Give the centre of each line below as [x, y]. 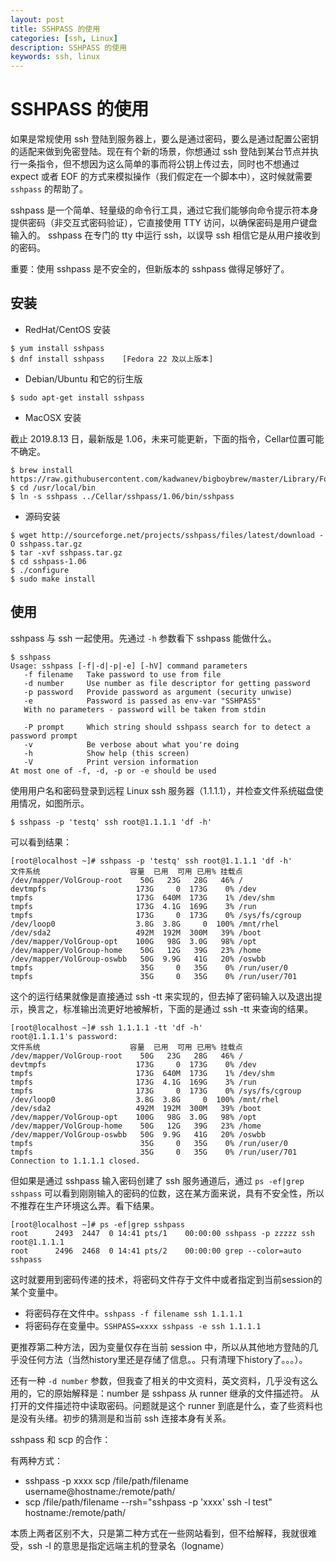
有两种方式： [36, 1460]
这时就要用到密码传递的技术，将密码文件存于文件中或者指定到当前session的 [166, 1279]
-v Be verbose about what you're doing [131, 744]
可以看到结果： [41, 842]
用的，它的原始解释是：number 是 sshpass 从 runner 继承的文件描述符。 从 [165, 1393]
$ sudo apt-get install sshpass [77, 397]
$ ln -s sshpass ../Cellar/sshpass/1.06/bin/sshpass [122, 496]
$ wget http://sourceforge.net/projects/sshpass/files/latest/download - [167, 535]
